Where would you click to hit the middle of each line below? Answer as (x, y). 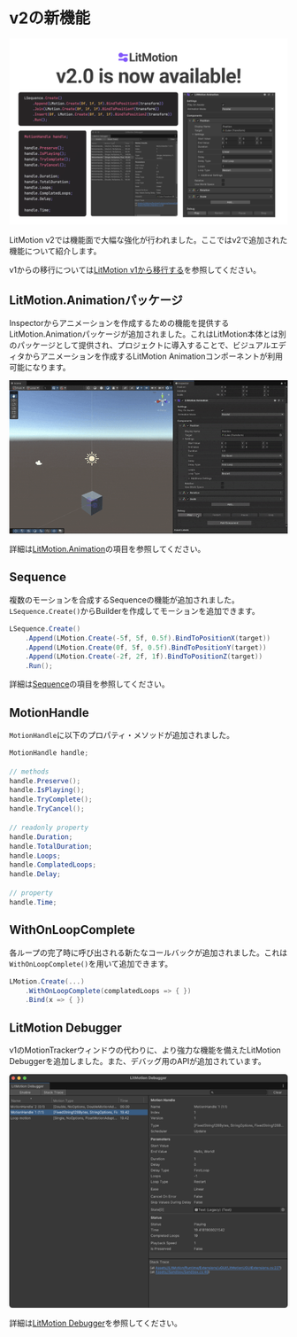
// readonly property (49, 828)
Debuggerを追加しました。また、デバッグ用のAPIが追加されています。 (138, 1061)
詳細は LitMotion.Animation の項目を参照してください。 (107, 548)
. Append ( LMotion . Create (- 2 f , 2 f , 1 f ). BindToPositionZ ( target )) (144, 657)
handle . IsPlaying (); (47, 790)
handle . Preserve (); (45, 781)
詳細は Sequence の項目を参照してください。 (89, 684)
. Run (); (39, 666)
